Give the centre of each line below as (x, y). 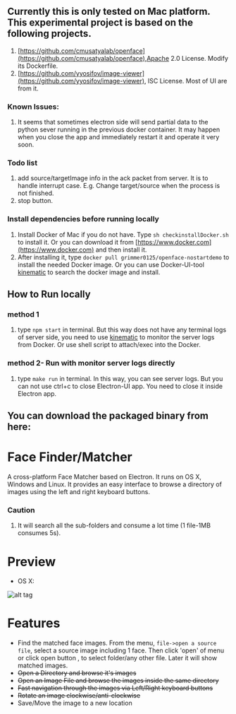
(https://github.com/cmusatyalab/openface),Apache (93, 58)
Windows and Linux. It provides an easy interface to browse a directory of (114, 484)
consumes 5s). (39, 533)
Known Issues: (33, 107)
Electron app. (37, 393)
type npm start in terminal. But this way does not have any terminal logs (122, 330)
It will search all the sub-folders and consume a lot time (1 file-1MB (114, 525)
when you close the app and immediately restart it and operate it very (118, 137)
